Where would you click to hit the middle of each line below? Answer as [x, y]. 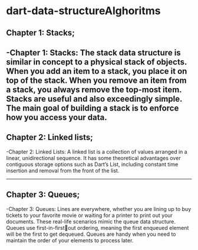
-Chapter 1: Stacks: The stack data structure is [93, 52]
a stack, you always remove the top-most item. [94, 90]
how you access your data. [57, 117]
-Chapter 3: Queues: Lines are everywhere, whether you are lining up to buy [99, 209]
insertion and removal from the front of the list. [63, 170]
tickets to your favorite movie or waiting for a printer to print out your [89, 215]
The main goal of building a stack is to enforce [93, 108]
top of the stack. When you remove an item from [96, 80]
